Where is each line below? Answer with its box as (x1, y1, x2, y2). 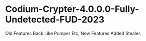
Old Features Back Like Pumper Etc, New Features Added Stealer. (5, 30, 141, 36)
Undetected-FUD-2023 (5, 14, 105, 25)
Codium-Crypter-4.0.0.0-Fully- (5, 3, 139, 15)
